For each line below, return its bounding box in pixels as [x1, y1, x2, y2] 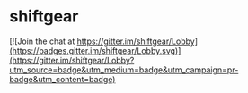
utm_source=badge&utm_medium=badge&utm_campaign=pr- [9, 64, 239, 75]
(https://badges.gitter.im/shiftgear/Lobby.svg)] [9, 45, 182, 55]
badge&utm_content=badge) [9, 73, 116, 84]
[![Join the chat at [9, 36, 75, 46]
